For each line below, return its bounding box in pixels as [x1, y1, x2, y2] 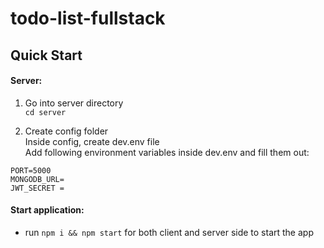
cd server [24, 107, 67, 117]
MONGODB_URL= [10, 174, 65, 184]
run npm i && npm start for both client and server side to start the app [24, 226, 314, 238]
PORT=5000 [10, 165, 52, 176]
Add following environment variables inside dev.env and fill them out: [24, 146, 310, 158]
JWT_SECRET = [10, 183, 65, 193]
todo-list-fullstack [10, 7, 166, 30]
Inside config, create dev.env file [24, 135, 160, 147]
